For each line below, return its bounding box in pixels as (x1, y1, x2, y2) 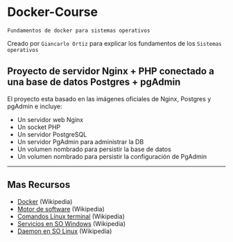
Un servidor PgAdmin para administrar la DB (17, 137, 144, 146)
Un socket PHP (17, 123, 61, 131)
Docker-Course (7, 4, 98, 20)
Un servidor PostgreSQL (17, 130, 87, 139)
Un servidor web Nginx (17, 115, 84, 123)
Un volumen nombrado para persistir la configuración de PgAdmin (17, 152, 207, 160)
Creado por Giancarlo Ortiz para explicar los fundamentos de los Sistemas (7, 39, 222, 47)
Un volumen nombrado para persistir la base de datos (17, 145, 171, 153)
